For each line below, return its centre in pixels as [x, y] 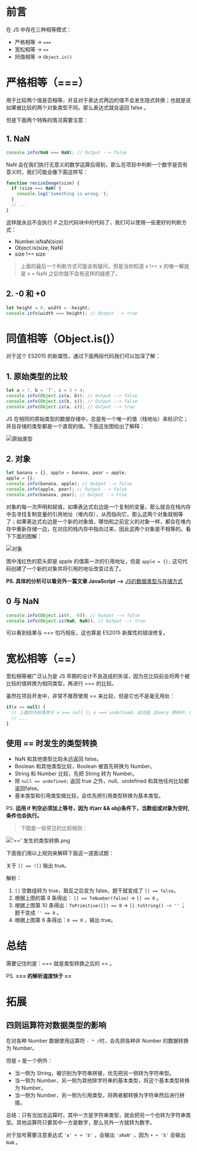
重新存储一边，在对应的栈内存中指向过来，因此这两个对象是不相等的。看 [103, 529]
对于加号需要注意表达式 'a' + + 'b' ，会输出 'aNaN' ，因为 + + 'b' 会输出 [96, 1135]
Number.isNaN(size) [39, 241]
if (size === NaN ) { [36, 188]
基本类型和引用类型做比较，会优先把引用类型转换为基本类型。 [89, 795]
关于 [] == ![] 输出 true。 [38, 865]
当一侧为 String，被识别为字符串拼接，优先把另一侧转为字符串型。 [94, 1073]
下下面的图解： [24, 536]
